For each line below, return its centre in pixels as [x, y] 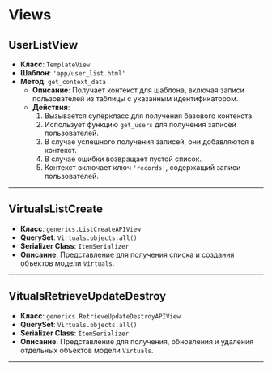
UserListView [43, 45]
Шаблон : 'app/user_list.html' [73, 73]
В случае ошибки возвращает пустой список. [123, 159]
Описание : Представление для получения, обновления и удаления [136, 341]
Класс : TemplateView [55, 64]
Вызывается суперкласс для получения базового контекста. [149, 116]
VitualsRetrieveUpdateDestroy [87, 296]
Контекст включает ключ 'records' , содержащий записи [142, 167]
